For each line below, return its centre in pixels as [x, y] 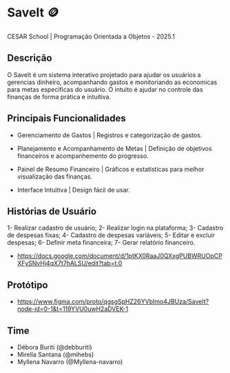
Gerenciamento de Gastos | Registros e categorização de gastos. [109, 135]
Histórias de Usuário [52, 211]
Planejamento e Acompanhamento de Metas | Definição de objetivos [114, 148]
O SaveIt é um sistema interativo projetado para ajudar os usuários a [104, 74]
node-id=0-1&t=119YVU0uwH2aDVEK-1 [73, 309]
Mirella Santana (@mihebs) [55, 354]
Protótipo [28, 285]
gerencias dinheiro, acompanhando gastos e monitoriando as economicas [112, 82]
